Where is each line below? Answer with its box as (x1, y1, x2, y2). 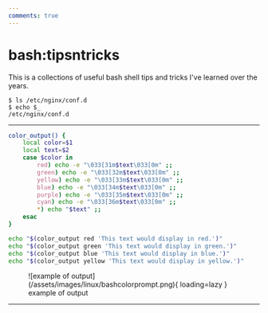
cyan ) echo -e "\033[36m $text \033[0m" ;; (37, 198, 177, 206)
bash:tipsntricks (8, 45, 120, 64)
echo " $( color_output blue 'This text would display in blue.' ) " (8, 249, 230, 257)
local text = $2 (22, 147, 69, 155)
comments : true (8, 11, 59, 20)
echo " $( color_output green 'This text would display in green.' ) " (8, 242, 238, 250)
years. (8, 80, 30, 90)
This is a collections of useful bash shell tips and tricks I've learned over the (8, 72, 258, 82)
